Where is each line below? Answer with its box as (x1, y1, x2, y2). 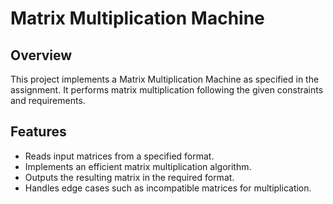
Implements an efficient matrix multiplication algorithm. (24, 160, 252, 172)
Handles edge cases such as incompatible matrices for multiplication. (24, 182, 312, 194)
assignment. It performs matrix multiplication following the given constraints (10, 84, 324, 96)
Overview (10, 47, 73, 64)
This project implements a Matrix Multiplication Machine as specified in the (10, 73, 320, 85)
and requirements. (10, 95, 86, 106)
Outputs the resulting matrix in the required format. (24, 171, 235, 183)
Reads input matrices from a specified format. (24, 150, 215, 162)
